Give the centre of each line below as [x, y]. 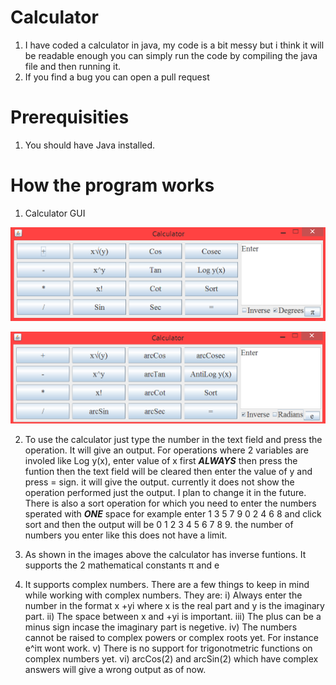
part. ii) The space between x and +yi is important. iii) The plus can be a [173, 617]
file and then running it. [73, 66]
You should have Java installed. [90, 145]
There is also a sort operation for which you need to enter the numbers [170, 503]
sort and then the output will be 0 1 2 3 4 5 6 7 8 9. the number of [159, 525]
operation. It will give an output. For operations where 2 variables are [166, 450]
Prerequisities [70, 117]
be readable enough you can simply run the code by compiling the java [171, 55]
